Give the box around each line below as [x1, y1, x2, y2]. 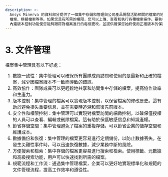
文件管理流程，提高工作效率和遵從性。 [12, 166, 91, 173]
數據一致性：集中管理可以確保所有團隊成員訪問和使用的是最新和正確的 [12, 73, 157, 79]
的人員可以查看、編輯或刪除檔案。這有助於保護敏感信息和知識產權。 [12, 116, 153, 123]
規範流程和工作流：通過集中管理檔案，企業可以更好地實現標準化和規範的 [12, 160, 161, 166]
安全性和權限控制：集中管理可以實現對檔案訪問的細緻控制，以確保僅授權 [12, 110, 161, 116]
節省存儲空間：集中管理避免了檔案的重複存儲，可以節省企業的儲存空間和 [12, 123, 161, 129]
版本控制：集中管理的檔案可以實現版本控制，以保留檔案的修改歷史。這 [12, 98, 157, 104]
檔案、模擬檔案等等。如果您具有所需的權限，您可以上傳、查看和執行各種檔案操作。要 [9, 17, 158, 22]
